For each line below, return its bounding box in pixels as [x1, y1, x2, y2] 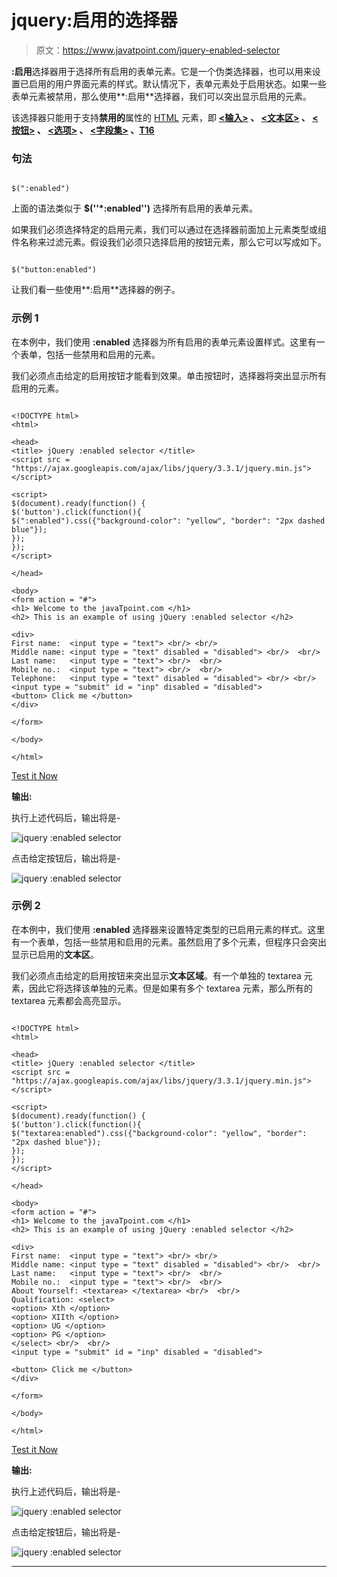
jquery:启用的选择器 [11, 9, 178, 32]
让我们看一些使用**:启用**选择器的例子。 [11, 284, 181, 296]
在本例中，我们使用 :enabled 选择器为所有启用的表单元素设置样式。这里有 [11, 336, 317, 348]
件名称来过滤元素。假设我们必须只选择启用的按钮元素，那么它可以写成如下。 [11, 236, 327, 248]
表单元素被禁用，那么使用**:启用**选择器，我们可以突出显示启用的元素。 [11, 90, 313, 102]
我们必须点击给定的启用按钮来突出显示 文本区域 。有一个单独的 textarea [11, 969, 302, 981]
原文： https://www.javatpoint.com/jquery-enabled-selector [35, 44, 281, 56]
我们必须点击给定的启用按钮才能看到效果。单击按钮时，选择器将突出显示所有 [11, 369, 327, 381]
